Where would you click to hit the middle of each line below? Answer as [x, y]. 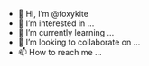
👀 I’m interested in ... [56, 23]
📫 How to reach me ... [60, 52]
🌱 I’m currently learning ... [66, 33]
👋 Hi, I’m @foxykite [53, 14]
